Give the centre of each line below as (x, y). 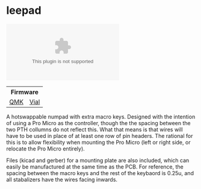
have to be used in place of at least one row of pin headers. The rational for (100, 135)
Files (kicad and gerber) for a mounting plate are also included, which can (98, 160)
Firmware (25, 92)
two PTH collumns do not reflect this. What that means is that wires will (94, 129)
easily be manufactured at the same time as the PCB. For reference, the (95, 167)
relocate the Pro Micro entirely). (46, 149)
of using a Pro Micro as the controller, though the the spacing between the (98, 123)
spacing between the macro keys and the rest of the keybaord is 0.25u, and (100, 173)
